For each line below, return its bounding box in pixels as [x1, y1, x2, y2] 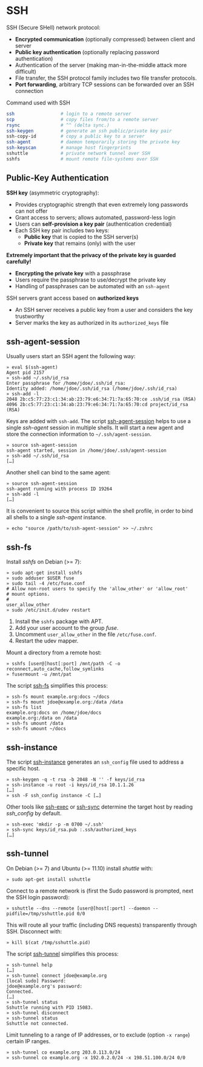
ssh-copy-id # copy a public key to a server [6, 133, 145, 140]
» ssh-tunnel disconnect [6, 1010, 69, 1016]
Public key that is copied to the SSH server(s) [24, 233, 139, 240]
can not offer [15, 207, 48, 215]
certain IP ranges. [6, 1037, 50, 1045]
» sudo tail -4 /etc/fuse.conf [6, 581, 85, 587]
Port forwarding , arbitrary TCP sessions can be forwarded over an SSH [15, 80, 195, 88]
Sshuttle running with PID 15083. [6, 1004, 94, 1010]
